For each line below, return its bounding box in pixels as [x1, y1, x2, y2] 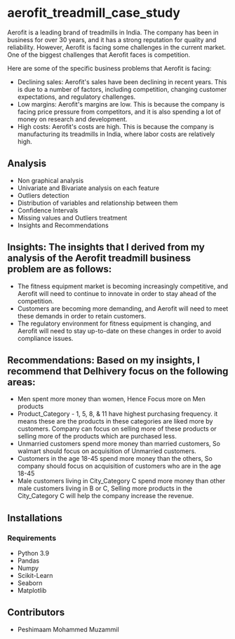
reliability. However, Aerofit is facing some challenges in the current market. [7, 43, 227, 51]
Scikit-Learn [17, 572, 53, 580]
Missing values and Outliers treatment [17, 213, 128, 222]
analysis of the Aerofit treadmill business [7, 253, 192, 264]
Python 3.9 [17, 549, 50, 558]
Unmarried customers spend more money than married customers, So [17, 440, 221, 448]
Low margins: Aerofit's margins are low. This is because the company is [17, 100, 225, 108]
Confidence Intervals [17, 206, 79, 215]
